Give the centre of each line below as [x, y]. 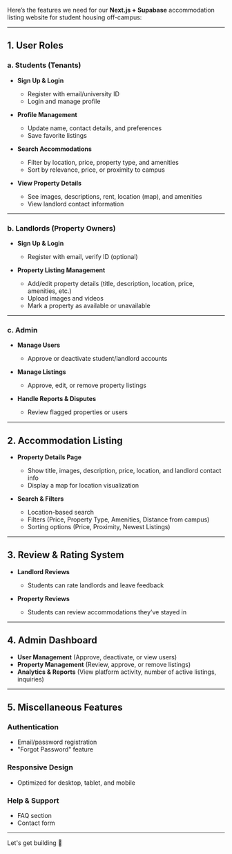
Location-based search [61, 513]
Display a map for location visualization [83, 486]
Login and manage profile [64, 101]
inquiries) [31, 679]
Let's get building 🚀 [35, 843]
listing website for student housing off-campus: [75, 17]
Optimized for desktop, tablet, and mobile [76, 783]
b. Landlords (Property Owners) [61, 228]
